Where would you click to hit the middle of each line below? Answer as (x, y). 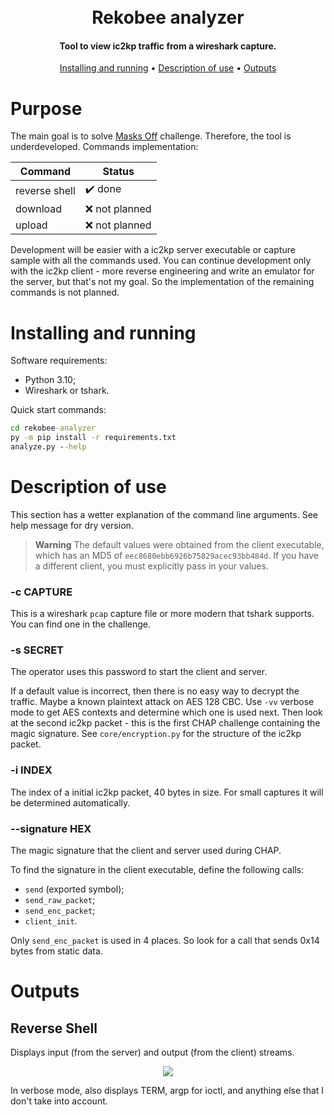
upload (31, 225)
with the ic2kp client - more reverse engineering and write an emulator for (162, 271)
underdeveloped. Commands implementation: (104, 147)
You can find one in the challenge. (81, 624)
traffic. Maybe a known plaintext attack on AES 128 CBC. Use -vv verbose (162, 702)
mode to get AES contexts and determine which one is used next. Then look (166, 712)
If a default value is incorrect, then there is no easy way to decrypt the (155, 691)
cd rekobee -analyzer (53, 428)
